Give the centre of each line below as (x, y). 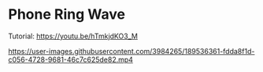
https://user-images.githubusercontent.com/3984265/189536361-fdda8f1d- (131, 51)
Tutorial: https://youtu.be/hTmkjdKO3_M (73, 36)
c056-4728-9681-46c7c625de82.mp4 (71, 59)
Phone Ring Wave (67, 14)
